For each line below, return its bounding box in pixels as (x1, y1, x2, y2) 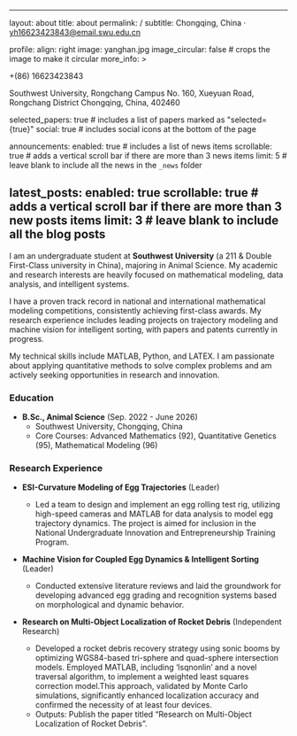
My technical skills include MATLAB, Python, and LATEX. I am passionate (9, 351, 275, 361)
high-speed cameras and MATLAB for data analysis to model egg (34, 508, 274, 519)
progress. (9, 333, 44, 344)
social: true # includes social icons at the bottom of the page (35, 124, 256, 134)
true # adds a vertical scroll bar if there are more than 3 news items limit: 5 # (9, 151, 287, 160)
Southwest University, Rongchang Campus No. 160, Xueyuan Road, (9, 88, 255, 98)
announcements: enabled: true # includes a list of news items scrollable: (9, 141, 272, 151)
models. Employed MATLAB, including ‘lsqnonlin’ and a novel (34, 662, 258, 673)
